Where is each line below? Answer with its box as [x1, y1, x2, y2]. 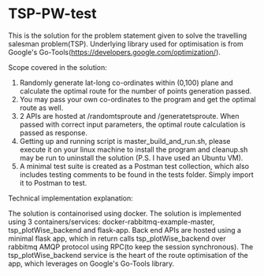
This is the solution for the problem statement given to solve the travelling [8, 31, 247, 40]
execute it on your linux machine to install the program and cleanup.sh [19, 145, 248, 154]
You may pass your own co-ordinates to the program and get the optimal [19, 94, 256, 104]
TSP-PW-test [8, 5, 97, 23]
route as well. [19, 103, 64, 112]
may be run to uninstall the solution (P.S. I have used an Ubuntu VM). [19, 153, 244, 162]
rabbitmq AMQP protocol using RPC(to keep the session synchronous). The [8, 241, 254, 252]
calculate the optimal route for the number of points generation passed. [19, 86, 252, 95]
